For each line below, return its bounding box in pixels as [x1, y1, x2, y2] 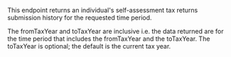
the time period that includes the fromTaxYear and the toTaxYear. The [7, 34, 210, 43]
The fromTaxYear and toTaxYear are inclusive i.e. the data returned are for [7, 27, 224, 35]
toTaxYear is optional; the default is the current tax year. [7, 42, 171, 50]
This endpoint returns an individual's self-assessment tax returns [7, 6, 198, 14]
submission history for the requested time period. [7, 13, 152, 22]
